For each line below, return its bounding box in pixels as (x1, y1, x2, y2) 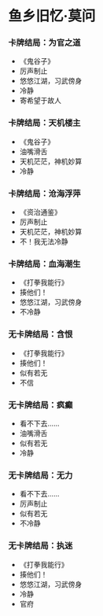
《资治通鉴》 (19, 208, 61, 217)
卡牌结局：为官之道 (8, 37, 81, 48)
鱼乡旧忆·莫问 (8, 7, 96, 25)
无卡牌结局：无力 (8, 470, 73, 481)
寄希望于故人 (19, 96, 61, 105)
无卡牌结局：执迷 (8, 540, 73, 551)
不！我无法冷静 (19, 237, 68, 246)
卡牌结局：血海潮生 (8, 259, 81, 269)
